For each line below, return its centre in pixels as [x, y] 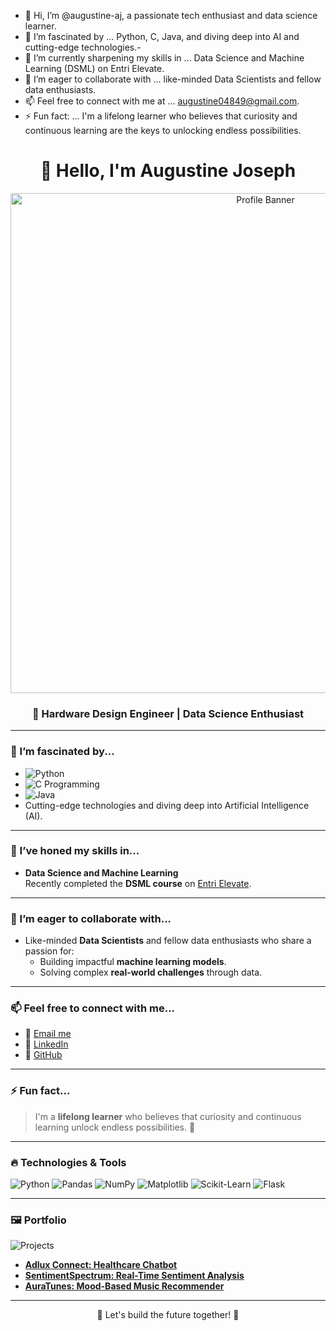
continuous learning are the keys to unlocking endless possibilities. [163, 130]
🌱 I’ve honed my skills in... [75, 851]
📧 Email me [48, 1034]
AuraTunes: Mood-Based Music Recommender [124, 1286]
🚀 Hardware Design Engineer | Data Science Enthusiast [168, 713]
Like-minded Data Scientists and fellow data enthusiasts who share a [168, 941]
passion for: [49, 951]
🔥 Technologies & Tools [68, 1162]
